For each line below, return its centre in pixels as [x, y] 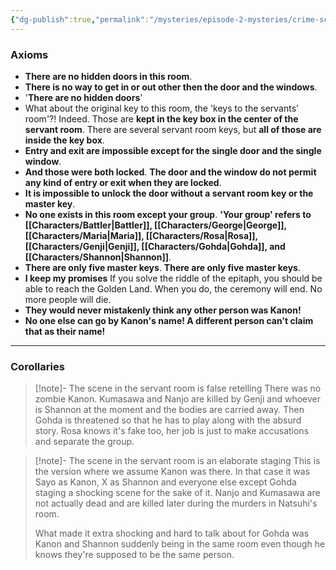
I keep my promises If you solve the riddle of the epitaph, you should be [173, 278]
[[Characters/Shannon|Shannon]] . [98, 257]
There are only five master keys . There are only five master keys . [162, 267]
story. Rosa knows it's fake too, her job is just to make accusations [172, 431]
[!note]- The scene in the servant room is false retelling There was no [178, 388]
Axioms [29, 54]
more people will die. [68, 299]
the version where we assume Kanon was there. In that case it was [172, 472]
